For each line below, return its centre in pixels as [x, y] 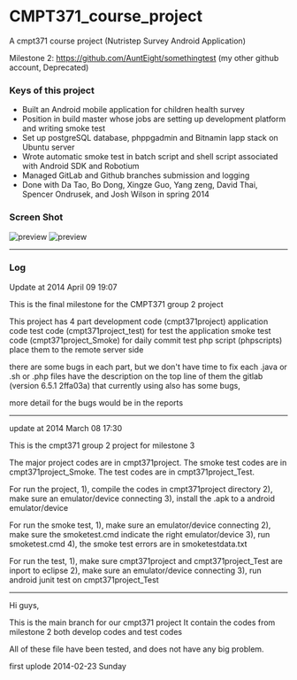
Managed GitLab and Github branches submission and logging [136, 175]
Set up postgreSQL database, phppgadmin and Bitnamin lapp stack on [150, 138]
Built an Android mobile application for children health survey [133, 110]
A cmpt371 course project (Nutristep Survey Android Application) [127, 41]
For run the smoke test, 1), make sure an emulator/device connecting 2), [140, 525]
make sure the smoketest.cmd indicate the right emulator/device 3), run [140, 534]
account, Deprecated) [49, 67]
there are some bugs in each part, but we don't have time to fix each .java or [148, 367]
